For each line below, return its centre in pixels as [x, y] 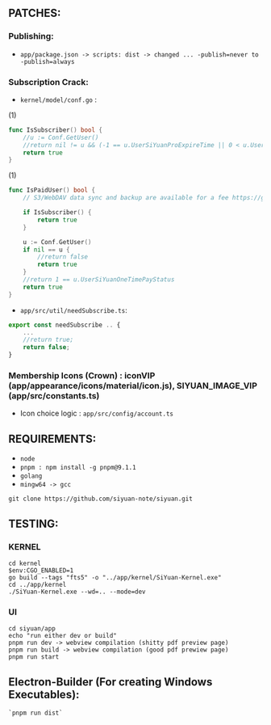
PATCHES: [35, 13]
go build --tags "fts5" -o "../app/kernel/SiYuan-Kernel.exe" [115, 577]
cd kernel [25, 563]
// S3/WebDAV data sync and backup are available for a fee [126, 198]
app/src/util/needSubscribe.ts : [73, 310]
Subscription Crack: [48, 82]
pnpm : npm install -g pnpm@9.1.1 [78, 468]
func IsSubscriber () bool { [56, 130]
